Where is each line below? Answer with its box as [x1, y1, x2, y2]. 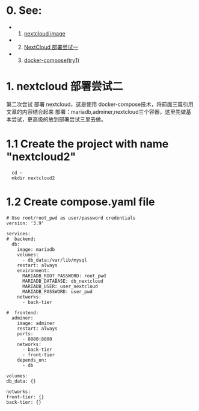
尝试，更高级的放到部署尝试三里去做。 [11, 116, 106, 123]
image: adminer [17, 320, 55, 326]
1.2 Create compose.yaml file [6, 195, 155, 208]
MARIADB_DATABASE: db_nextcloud [22, 278, 103, 284]
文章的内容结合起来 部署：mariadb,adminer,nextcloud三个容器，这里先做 [6, 108, 186, 115]
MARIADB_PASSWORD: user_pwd [22, 288, 93, 295]
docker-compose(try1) [23, 57, 80, 64]
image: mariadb [17, 246, 55, 253]
